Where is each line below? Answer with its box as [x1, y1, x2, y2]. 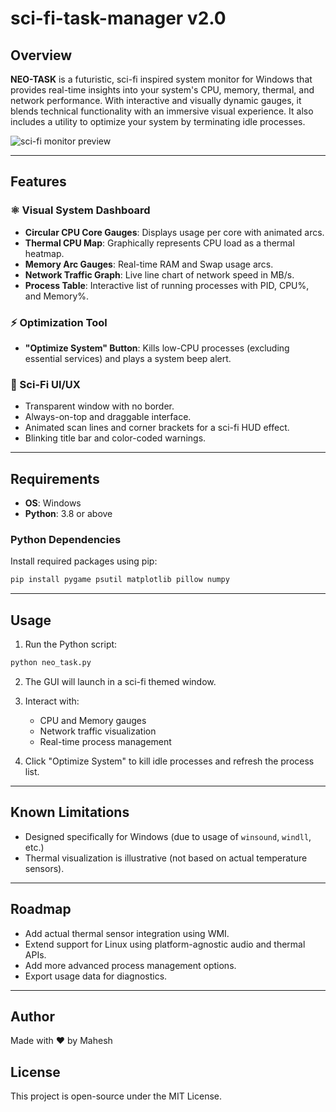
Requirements [10, 470, 100, 487]
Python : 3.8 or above [24, 508, 113, 520]
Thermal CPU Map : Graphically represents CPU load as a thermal [24, 237, 295, 249]
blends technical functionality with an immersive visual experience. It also [10, 105, 314, 117]
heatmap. [24, 247, 65, 259]
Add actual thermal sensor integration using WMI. [24, 927, 230, 939]
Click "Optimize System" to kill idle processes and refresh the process [24, 755, 315, 767]
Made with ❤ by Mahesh [10, 1035, 113, 1047]
